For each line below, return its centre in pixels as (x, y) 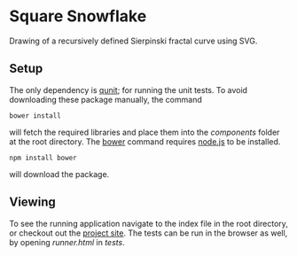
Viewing (32, 202)
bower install (35, 116)
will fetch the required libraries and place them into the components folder (145, 132)
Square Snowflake (78, 16)
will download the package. (59, 174)
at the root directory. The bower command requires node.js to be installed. (145, 141)
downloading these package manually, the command (106, 99)
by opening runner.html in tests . (67, 242)
